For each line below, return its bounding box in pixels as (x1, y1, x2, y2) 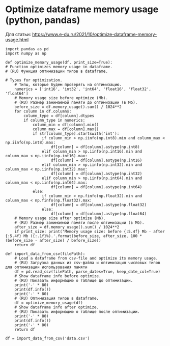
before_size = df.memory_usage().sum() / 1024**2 (14, 104, 122, 109)
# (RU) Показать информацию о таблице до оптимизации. (14, 278, 133, 283)
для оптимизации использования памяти (5, 265, 88, 270)
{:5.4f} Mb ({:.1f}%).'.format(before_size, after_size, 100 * (5, 233, 143, 239)
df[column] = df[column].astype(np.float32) (50, 202, 147, 207)
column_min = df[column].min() (32, 122, 99, 127)
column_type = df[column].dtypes (23, 113, 95, 118)
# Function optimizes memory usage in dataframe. (5, 64, 113, 69)
